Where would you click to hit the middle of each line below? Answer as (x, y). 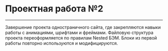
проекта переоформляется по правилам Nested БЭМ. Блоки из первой (81, 37)
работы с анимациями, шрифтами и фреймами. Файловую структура (79, 32)
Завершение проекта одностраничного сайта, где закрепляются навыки (83, 27)
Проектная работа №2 (54, 9)
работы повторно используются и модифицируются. (62, 43)
